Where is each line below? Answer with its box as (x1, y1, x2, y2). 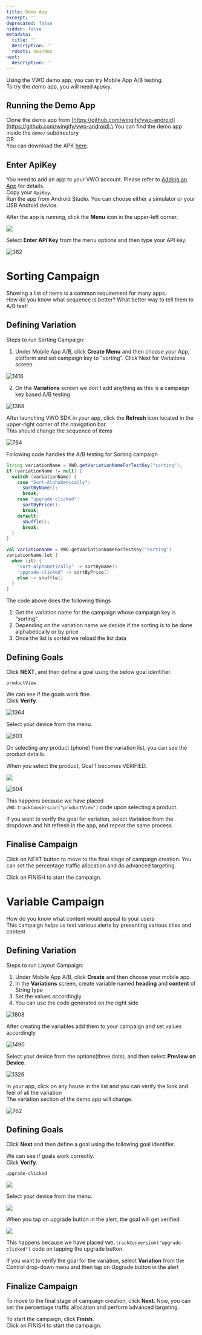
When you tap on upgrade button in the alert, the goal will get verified (6, 1216, 180, 1223)
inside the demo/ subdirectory (6, 129, 79, 136)
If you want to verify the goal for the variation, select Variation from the (6, 1257, 184, 1265)
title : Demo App (6, 8, 47, 15)
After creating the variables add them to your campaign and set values (6, 1023, 182, 1030)
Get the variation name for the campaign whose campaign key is (15, 609, 177, 616)
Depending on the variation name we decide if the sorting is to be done (15, 622, 192, 629)
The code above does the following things (6, 597, 111, 604)
